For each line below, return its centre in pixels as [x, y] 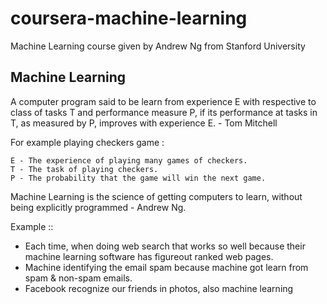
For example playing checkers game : [87, 142]
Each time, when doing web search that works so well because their [165, 246]
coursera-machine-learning [129, 18]
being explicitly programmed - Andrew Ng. [98, 207]
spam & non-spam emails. [78, 278]
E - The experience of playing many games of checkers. [129, 160]
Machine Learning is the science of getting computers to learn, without [156, 196]
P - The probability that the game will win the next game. [138, 178]
